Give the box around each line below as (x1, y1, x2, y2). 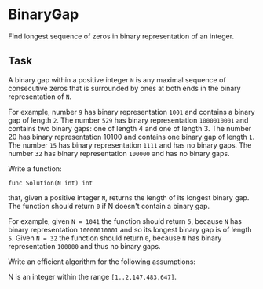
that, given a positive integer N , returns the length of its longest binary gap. (8, 192, 250, 202)
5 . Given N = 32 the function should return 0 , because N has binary (8, 233, 222, 243)
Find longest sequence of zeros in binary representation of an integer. (8, 31, 234, 41)
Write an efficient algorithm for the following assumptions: (8, 257, 196, 266)
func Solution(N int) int (8, 179, 93, 187)
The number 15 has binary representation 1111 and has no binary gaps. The (8, 140, 252, 150)
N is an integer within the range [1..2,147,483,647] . (8, 272, 177, 281)
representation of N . (8, 92, 72, 101)
